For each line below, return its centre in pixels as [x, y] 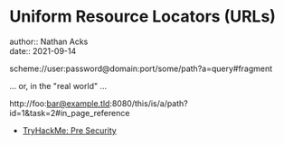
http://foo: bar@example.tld [60, 103]
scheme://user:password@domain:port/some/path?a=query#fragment [141, 68]
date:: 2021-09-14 [43, 50]
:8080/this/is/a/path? [149, 103]
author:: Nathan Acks [49, 41]
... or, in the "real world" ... [58, 86]
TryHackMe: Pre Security [70, 130]
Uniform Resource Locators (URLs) [142, 17]
